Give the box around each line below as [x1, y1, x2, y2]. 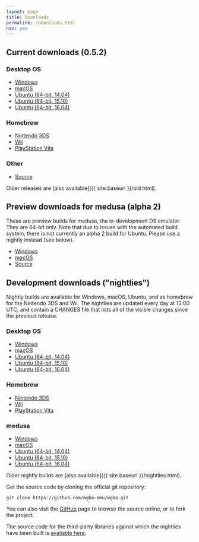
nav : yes [6, 25, 28, 31]
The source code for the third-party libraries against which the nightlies [6, 523, 181, 530]
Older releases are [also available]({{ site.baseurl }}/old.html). [6, 185, 157, 192]
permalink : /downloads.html [6, 20, 76, 26]
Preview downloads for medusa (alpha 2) [6, 201, 162, 211]
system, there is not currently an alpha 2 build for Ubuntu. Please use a [6, 230, 180, 237]
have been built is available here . [6, 530, 87, 537]
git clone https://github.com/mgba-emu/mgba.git [6, 495, 129, 501]
